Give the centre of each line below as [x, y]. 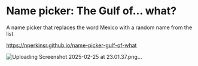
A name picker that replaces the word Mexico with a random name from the [99, 27]
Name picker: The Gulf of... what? [92, 11]
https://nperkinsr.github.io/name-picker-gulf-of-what [71, 45]
